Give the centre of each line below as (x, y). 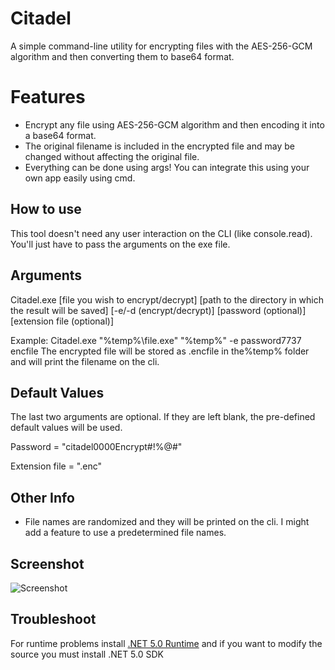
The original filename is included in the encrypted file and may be (159, 146)
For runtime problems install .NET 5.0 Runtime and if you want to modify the (166, 643)
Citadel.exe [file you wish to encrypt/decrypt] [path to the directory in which (167, 299)
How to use (46, 209)
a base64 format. (60, 135)
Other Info (42, 497)
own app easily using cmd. (80, 178)
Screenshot (47, 563)
